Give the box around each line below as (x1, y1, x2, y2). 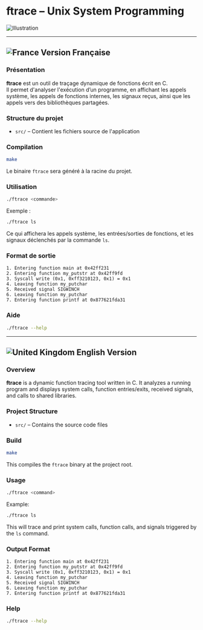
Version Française (40, 47, 111, 58)
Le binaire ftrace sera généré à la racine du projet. (6, 168, 133, 175)
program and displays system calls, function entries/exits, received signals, (6, 386, 194, 393)
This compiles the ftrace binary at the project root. (6, 460, 133, 468)
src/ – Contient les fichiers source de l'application (14, 127, 140, 134)
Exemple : (6, 207, 31, 214)
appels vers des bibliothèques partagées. (6, 99, 110, 106)
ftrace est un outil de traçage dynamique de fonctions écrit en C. (6, 79, 168, 87)
